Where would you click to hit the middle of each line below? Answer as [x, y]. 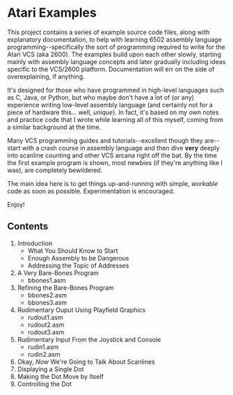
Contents [28, 227]
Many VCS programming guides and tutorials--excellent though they [105, 140]
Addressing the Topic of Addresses [78, 265]
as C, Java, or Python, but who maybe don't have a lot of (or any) [101, 97]
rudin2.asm [44, 354]
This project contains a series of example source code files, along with [109, 32]
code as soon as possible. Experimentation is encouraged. [91, 191]
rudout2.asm [46, 325]
